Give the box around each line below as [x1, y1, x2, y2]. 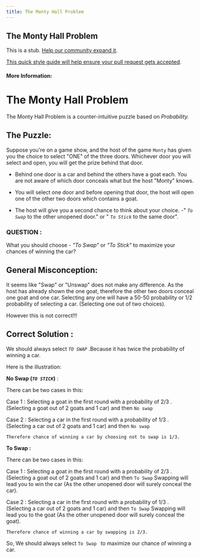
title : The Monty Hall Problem [6, 8, 84, 15]
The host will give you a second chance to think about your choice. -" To [14, 206, 193, 213]
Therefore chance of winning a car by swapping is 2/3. [6, 529, 148, 535]
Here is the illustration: [6, 363, 61, 370]
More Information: [6, 73, 53, 80]
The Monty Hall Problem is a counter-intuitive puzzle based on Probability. [6, 113, 189, 120]
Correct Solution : [6, 329, 73, 339]
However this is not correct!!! [6, 312, 78, 319]
